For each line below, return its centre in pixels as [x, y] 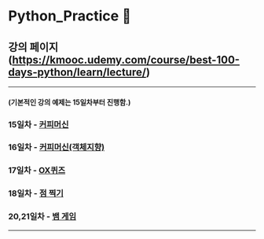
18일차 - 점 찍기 [36, 193]
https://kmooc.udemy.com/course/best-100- [126, 59]
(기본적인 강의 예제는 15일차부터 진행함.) [70, 102]
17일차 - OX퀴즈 [37, 171]
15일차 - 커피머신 [38, 124]
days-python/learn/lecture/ [77, 72]
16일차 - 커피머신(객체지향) [56, 147]
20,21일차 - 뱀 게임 [42, 217]
